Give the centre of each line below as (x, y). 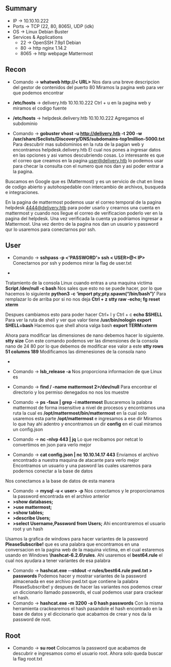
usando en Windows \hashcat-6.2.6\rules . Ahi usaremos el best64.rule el (84, 555)
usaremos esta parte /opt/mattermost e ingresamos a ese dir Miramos (87, 419)
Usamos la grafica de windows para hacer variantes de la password (77, 539)
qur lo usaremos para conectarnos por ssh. (51, 229)
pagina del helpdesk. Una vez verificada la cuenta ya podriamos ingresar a (84, 218)
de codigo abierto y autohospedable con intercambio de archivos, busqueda (86, 187)
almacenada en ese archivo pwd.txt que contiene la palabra (76, 582)
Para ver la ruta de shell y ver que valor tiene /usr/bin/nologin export (78, 320)
